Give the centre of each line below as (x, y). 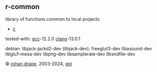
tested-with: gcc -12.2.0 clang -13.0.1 (43, 39)
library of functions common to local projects (53, 19)
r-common (22, 7)
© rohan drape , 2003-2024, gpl (39, 63)
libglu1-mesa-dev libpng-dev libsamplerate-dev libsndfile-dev (70, 54)
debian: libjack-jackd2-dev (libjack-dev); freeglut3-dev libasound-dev (78, 48)
